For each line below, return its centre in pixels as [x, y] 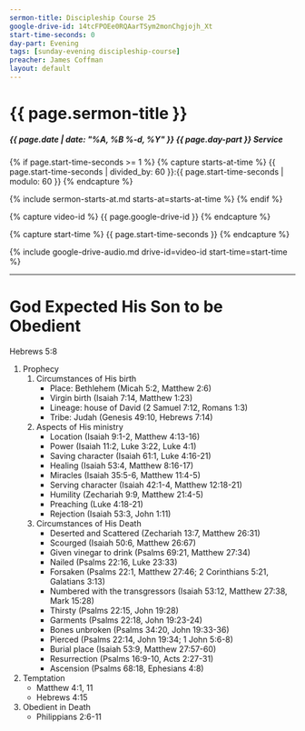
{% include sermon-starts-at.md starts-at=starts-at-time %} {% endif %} [146, 199]
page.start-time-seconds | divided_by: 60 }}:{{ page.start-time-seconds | [147, 172]
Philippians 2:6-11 [69, 716]
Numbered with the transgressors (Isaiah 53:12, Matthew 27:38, [168, 591]
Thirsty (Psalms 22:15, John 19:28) [114, 610]
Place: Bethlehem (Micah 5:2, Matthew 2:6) [130, 388]
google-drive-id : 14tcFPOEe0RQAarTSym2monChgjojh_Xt [111, 26]
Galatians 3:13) [78, 581]
